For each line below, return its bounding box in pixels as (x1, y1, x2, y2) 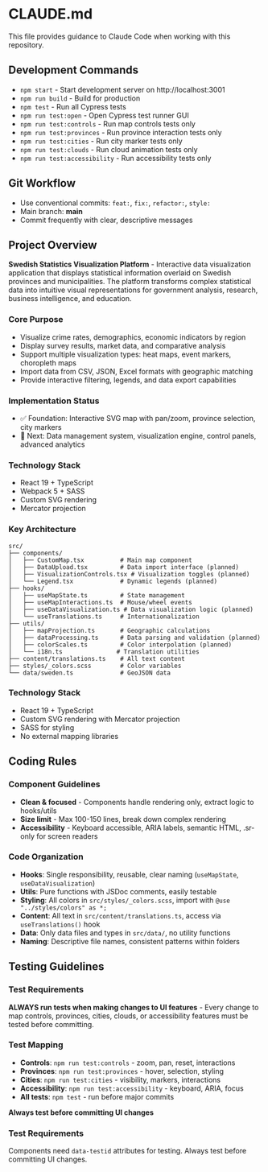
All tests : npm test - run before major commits (19, 1092, 175, 1101)
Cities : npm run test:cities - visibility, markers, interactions (19, 1075, 221, 1084)
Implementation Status (8, 395, 100, 406)
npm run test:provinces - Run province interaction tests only (19, 127, 223, 137)
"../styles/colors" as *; (19, 903, 107, 912)
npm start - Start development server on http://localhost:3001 (19, 85, 225, 94)
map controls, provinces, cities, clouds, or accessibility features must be (8, 1011, 249, 1021)
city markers (19, 422, 62, 431)
